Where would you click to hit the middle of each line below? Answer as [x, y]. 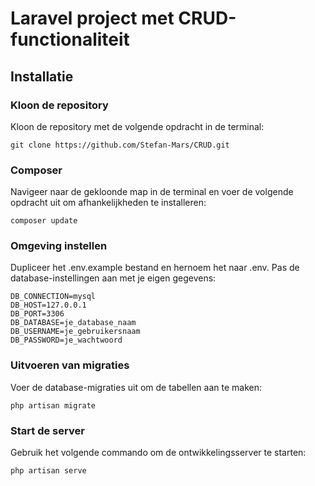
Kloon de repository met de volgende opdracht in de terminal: [137, 126]
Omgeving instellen [59, 246]
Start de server [47, 430]
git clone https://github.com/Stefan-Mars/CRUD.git [120, 145]
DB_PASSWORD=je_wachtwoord [66, 340]
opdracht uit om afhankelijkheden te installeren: [108, 203]
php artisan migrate [53, 405]
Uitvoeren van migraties [70, 365]
